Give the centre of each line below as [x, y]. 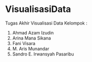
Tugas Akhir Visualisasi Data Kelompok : [46, 23]
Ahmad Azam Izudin [33, 32]
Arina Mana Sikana [32, 38]
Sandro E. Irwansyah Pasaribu [43, 54]
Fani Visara [24, 43]
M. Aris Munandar [31, 48]
